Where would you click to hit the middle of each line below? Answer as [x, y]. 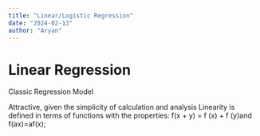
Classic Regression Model [51, 91]
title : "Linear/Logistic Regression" [71, 16]
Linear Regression [70, 70]
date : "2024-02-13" [41, 23]
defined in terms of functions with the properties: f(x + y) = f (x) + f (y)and [130, 115]
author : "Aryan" [35, 30]
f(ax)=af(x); [27, 124]
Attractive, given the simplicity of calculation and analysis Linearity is [122, 107]
